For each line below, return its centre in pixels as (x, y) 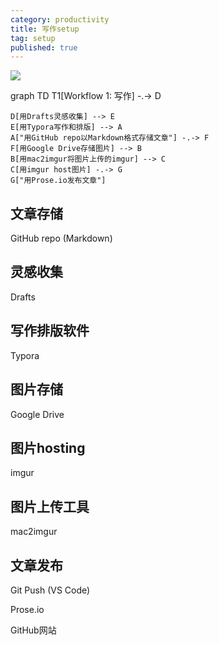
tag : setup (33, 38)
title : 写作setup (45, 29)
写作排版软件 (50, 331)
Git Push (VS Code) (50, 590)
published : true (44, 47)
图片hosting (48, 447)
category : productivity (60, 19)
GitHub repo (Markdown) (61, 238)
